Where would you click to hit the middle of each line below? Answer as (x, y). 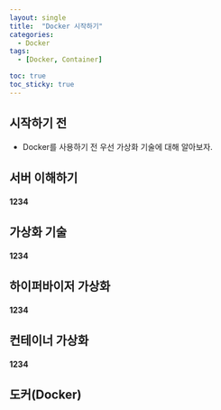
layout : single (38, 18)
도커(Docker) (46, 394)
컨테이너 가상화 (49, 340)
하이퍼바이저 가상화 (60, 286)
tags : (19, 51)
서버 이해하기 (44, 177)
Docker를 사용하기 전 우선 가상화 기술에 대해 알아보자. (118, 146)
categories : (32, 34)
